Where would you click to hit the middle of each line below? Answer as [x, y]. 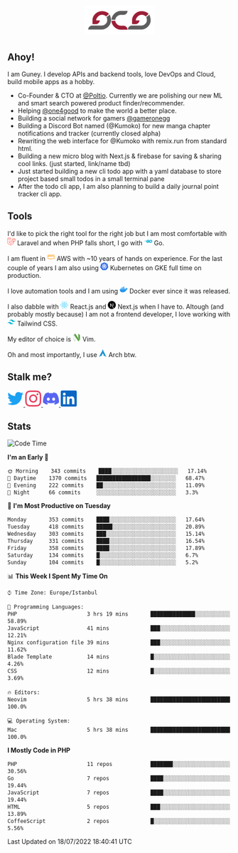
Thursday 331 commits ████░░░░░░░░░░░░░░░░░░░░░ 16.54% [106, 541]
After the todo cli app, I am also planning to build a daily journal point [118, 186]
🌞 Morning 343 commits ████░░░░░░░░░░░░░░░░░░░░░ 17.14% [107, 471]
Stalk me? [30, 377]
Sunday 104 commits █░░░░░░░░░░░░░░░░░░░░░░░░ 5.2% [103, 563]
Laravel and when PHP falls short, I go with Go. [91, 243]
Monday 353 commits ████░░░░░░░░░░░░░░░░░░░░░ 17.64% [106, 520]
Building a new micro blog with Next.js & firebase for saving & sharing [119, 156]
